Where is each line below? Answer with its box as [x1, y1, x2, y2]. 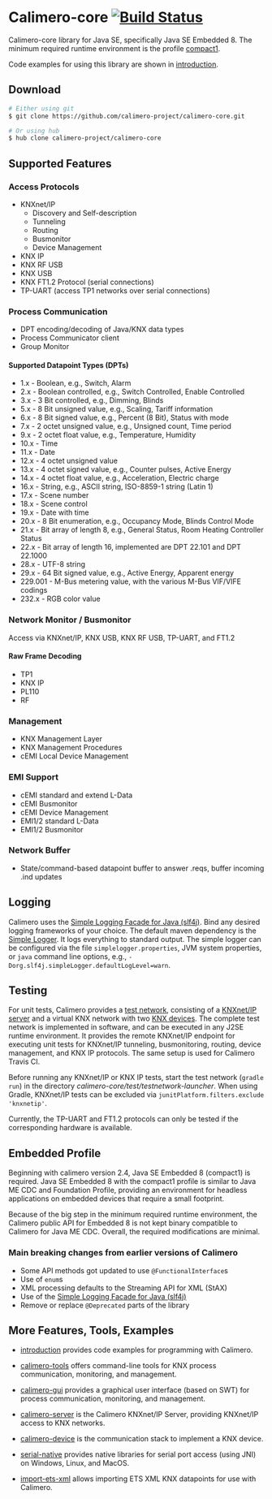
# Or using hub [8, 127, 60, 135]
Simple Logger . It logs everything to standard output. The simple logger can [8, 934, 261, 944]
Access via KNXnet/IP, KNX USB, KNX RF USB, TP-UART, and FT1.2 [8, 633, 235, 642]
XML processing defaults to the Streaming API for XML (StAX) [19, 1283, 227, 1293]
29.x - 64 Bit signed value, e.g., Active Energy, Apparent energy [19, 568, 234, 578]
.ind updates [19, 871, 63, 881]
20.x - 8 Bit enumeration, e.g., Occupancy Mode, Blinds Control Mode [19, 516, 254, 526]
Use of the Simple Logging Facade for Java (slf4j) [19, 1291, 187, 1301]
